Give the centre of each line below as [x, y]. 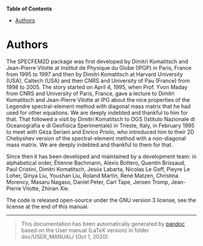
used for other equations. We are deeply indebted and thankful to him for [97, 112]
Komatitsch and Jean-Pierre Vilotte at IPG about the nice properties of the [98, 99]
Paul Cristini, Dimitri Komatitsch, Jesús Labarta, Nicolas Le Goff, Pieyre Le [98, 169]
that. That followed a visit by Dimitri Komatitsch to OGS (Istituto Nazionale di [101, 119]
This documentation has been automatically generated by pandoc [103, 224]
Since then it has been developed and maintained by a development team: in [101, 156]
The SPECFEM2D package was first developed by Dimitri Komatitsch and [97, 61]
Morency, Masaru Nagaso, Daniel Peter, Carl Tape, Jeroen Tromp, [88, 182]
